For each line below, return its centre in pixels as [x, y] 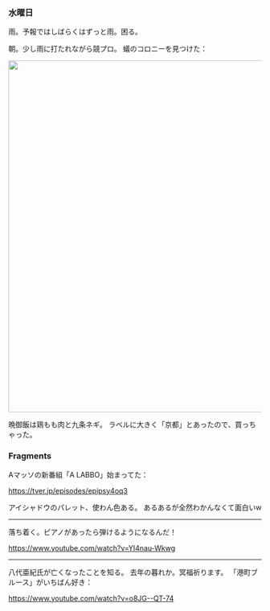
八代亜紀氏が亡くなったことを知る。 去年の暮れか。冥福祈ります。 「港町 [130, 572]
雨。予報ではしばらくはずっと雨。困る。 [75, 32]
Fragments [30, 456]
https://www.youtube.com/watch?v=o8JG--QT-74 [91, 598]
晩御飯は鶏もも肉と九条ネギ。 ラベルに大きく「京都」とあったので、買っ [129, 424]
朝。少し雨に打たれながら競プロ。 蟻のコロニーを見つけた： [108, 49]
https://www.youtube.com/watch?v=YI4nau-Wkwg [92, 547]
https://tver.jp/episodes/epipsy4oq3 [68, 490]
